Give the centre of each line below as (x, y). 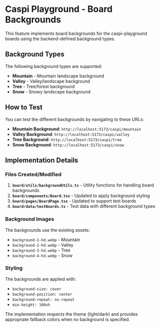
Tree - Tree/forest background (43, 86)
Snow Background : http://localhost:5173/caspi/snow (68, 144)
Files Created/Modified (33, 174)
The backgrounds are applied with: (41, 279)
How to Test (24, 107)
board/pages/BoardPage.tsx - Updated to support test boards (74, 201)
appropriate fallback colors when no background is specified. (68, 319)
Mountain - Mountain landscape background (58, 76)
